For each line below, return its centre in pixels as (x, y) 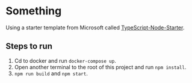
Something (34, 11)
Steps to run (29, 46)
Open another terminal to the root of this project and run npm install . (100, 67)
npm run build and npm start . (51, 73)
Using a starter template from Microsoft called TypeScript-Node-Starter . (95, 27)
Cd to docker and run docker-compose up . (65, 60)
